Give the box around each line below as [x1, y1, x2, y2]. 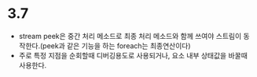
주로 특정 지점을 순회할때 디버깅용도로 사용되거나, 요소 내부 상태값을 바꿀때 [18, 51, 248, 60]
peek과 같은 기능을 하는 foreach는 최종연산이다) [42, 40, 191, 51]
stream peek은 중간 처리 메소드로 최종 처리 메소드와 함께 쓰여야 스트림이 [18, 31, 242, 40]
